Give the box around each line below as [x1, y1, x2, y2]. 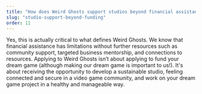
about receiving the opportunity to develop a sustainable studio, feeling [6, 68, 183, 75]
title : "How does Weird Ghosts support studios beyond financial [6, 8, 173, 15]
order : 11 [6, 20, 31, 26]
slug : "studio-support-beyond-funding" [6, 14, 106, 20]
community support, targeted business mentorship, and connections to [6, 49, 182, 56]
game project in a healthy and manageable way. [6, 81, 125, 88]
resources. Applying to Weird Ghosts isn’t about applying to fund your [6, 55, 179, 63]
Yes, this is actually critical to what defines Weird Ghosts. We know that [6, 37, 183, 44]
